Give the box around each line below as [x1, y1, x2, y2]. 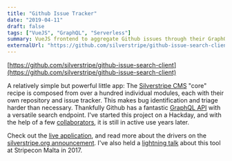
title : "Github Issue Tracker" [7, 10, 97, 17]
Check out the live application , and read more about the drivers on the [7, 131, 207, 140]
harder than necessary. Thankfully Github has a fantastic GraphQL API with [7, 104, 221, 111]
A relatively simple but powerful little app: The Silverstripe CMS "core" [7, 82, 207, 89]
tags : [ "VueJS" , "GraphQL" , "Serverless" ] [7, 29, 131, 36]
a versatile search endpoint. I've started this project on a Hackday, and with [7, 111, 222, 119]
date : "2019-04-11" [7, 17, 64, 23]
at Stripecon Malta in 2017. [7, 146, 83, 154]
